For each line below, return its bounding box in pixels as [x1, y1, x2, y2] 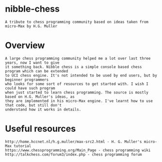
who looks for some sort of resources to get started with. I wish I [5, 81, 149, 86]
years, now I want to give [5, 60, 60, 65]
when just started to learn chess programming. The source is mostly [5, 90, 149, 95]
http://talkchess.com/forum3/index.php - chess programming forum [5, 152, 142, 157]
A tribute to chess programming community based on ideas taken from [5, 19, 149, 24]
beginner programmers [5, 77, 49, 82]
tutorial [14, 144, 32, 148]
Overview [5, 40, 45, 51]
